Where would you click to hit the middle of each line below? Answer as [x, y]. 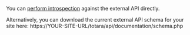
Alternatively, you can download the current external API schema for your [95, 20]
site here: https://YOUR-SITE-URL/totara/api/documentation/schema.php [95, 26]
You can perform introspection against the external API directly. [83, 8]
